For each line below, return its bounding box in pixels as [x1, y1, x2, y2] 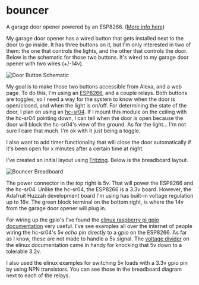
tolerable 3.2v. [6, 248, 42, 255]
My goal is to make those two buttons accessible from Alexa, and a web [6, 83, 182, 90]
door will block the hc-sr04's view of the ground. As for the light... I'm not [6, 121, 186, 128]
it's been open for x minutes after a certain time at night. [6, 145, 144, 152]
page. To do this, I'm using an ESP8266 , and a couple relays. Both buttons [6, 89, 188, 96]
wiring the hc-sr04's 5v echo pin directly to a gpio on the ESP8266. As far [6, 229, 187, 236]
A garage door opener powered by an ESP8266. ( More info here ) [6, 23, 165, 30]
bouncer [6, 4, 49, 17]
